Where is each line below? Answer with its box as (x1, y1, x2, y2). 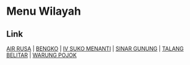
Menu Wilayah (6, 4, 82, 18)
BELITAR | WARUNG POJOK (6, 52, 77, 59)
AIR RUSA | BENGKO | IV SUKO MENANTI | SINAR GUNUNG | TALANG (6, 45, 184, 52)
